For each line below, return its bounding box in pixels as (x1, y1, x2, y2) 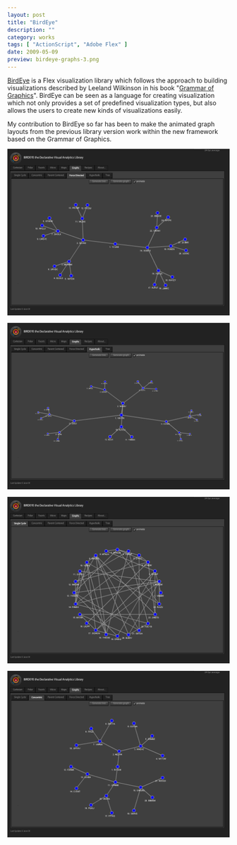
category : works (7, 34, 55, 41)
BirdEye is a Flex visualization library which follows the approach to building (7, 76, 228, 85)
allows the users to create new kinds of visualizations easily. (7, 106, 183, 114)
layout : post (7, 11, 46, 18)
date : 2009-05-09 (7, 49, 59, 56)
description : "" (7, 26, 55, 33)
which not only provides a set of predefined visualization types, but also (7, 99, 217, 107)
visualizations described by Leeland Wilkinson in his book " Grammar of (7, 83, 214, 92)
